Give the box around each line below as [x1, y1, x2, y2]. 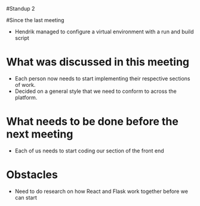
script [14, 35, 30, 41]
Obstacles [6, 168, 58, 182]
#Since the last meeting [6, 17, 64, 23]
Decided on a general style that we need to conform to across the [14, 88, 177, 95]
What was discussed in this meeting [6, 55, 190, 69]
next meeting [6, 127, 73, 141]
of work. [14, 81, 36, 88]
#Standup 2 [6, 5, 35, 12]
